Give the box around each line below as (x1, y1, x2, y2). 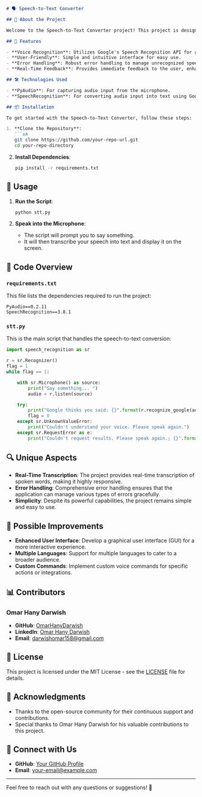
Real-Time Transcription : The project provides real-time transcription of (14, 472, 195, 479)
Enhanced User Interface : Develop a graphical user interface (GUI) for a (14, 537, 195, 544)
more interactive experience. (14, 543, 87, 550)
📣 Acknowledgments (6, 692, 86, 702)
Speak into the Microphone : (14, 220, 86, 227)
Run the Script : (14, 197, 54, 205)
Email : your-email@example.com (14, 767, 97, 774)
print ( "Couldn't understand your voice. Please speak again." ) (28, 424, 189, 430)
